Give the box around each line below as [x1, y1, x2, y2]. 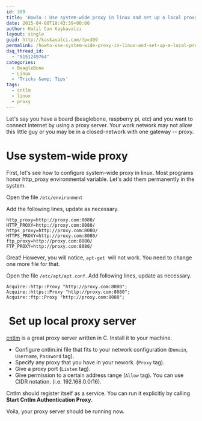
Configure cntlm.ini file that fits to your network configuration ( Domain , [14, 346, 188, 353]
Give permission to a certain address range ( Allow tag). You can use [14, 372, 184, 379]
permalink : [6, 43, 34, 49]
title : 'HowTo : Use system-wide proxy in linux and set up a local [6, 14, 182, 21]
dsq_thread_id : [6, 48, 44, 54]
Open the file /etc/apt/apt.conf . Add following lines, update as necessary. [6, 272, 192, 279]
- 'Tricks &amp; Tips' [11, 76, 69, 82]
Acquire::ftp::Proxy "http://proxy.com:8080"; [6, 294, 125, 300]
